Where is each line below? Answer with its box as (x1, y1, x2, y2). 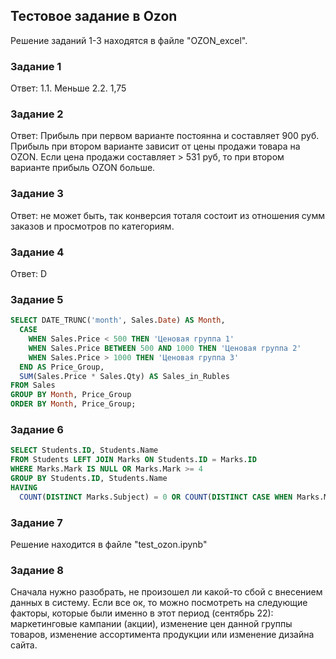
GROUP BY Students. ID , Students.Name (10, 473, 168, 483)
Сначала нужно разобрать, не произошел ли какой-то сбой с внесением (10, 586, 323, 598)
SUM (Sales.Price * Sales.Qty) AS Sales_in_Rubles (19, 371, 230, 381)
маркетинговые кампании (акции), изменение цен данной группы (10, 618, 293, 630)
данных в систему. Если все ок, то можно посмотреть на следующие (10, 597, 308, 609)
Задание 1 (10, 59, 62, 73)
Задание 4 (10, 245, 65, 259)
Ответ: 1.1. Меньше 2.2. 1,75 (10, 82, 127, 94)
